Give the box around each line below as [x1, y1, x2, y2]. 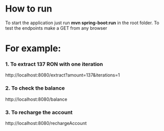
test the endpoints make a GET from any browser [5, 25, 107, 31]
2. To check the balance [5, 85, 65, 92]
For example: [5, 43, 62, 54]
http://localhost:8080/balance [5, 96, 68, 102]
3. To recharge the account [5, 109, 73, 116]
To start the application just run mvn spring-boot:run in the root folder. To [5, 20, 159, 26]
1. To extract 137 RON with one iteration [5, 61, 103, 68]
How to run [5, 3, 52, 15]
